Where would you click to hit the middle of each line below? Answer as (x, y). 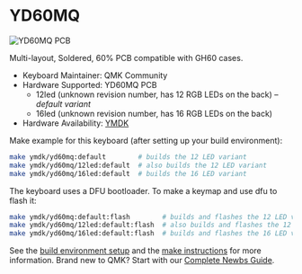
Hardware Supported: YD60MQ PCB (89, 84)
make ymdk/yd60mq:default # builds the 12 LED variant (128, 157)
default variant (63, 103)
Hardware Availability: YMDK (75, 123)
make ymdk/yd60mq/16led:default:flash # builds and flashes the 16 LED (148, 234)
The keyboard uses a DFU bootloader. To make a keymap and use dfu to (143, 190)
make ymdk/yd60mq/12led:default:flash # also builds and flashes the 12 (151, 225)
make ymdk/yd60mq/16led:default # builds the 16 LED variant (128, 173)
